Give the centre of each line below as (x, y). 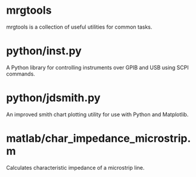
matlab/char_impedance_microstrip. (99, 138)
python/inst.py (44, 51)
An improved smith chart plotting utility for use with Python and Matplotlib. (97, 114)
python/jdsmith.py (53, 98)
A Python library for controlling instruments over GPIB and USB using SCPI (97, 67)
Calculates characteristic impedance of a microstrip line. (75, 167)
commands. (21, 74)
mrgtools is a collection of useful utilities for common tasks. (79, 27)
